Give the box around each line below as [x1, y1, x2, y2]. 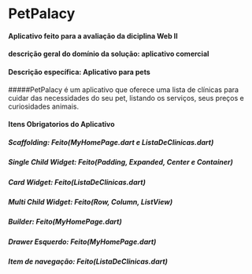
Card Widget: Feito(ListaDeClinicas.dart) [8, 177, 146, 187]
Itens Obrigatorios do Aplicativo [8, 120, 116, 129]
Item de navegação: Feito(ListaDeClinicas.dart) [8, 257, 168, 266]
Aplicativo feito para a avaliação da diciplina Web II [8, 31, 179, 40]
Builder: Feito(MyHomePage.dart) [8, 217, 122, 227]
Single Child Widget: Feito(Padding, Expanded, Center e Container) [8, 157, 234, 167]
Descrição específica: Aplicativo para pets [8, 67, 151, 76]
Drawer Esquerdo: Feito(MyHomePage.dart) [8, 237, 157, 246]
